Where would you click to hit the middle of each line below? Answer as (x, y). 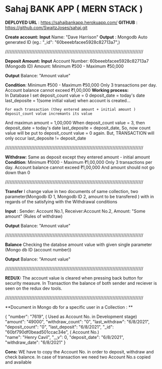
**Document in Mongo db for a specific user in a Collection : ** (69, 307)
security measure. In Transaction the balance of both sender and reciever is (81, 283)
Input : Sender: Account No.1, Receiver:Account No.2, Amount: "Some (75, 211)
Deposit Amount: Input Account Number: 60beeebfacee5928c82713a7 (77, 61)
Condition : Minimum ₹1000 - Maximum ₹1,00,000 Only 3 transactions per (79, 162)
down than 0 (18, 172)
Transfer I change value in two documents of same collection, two (72, 191)
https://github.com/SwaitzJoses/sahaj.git (46, 27)
